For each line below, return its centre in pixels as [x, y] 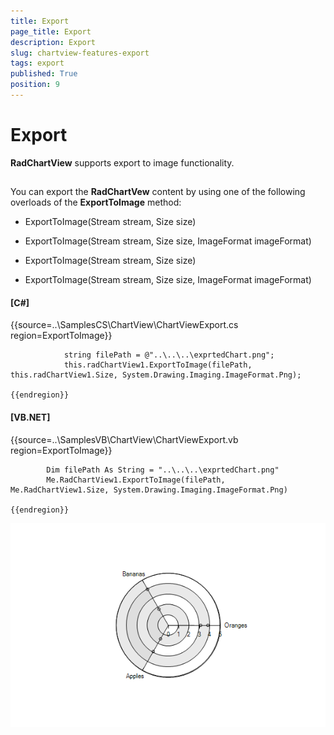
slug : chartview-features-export [80, 53]
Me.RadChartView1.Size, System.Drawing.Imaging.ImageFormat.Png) [149, 490]
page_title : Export [51, 31]
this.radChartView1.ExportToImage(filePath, [158, 365]
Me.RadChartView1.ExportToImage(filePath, [136, 480]
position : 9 [35, 85]
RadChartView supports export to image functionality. [122, 162]
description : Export [53, 42]
